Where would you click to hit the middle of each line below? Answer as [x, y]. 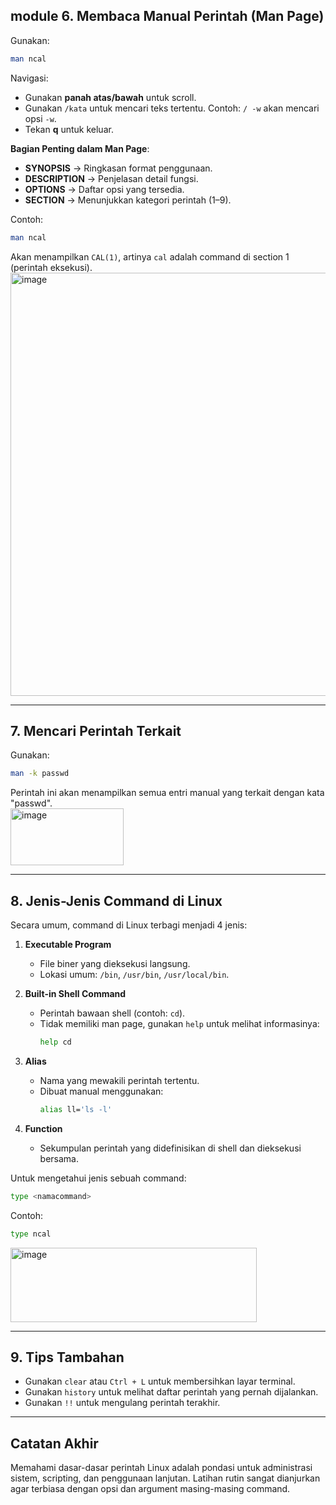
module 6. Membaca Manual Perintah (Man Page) [167, 16]
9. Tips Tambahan [67, 1357]
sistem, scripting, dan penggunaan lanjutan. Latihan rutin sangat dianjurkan [165, 1478]
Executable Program [68, 945]
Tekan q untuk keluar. [69, 129]
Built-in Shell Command [75, 994]
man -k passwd [40, 774]
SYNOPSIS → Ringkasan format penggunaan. [118, 168]
